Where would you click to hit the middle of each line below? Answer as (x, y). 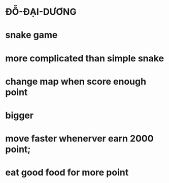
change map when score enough (76, 81)
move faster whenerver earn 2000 (79, 139)
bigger (20, 115)
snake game (31, 35)
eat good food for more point (67, 173)
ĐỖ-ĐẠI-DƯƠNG (41, 12)
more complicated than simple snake (84, 58)
